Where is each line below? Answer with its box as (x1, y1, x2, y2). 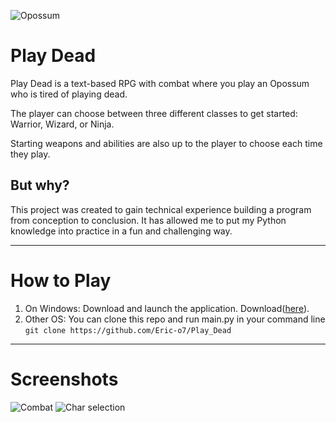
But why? (10, 177, 70, 194)
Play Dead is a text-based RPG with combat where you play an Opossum (10, 77, 310, 89)
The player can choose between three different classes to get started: (10, 107, 298, 119)
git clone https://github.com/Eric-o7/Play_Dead (24, 325, 232, 335)
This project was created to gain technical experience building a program (10, 203, 312, 215)
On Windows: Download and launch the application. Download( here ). (24, 302, 310, 314)
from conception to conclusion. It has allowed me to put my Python (10, 214, 287, 226)
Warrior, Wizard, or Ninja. (10, 118, 115, 130)
